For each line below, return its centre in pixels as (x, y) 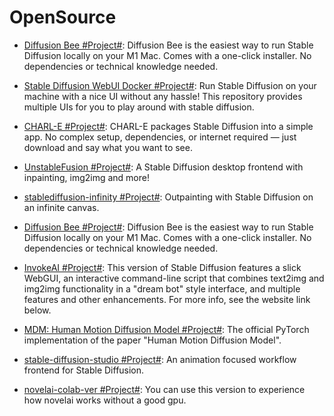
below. (37, 310)
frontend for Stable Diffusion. (84, 370)
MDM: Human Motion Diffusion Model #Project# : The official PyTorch (166, 329)
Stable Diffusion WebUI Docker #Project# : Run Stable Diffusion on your (170, 85)
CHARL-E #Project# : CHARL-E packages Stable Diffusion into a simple (168, 126)
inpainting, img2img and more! (86, 177)
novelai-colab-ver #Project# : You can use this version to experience (164, 389)
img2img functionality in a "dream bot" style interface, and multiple (162, 288)
